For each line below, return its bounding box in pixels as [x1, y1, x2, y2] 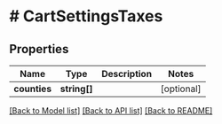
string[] [59, 82, 93, 95]
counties [13, 82, 52, 95]
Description [101, 68, 153, 80]
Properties [9, 42, 69, 57]
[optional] [160, 82, 202, 95]
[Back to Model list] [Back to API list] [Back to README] [9, 105, 213, 116]
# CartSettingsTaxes [9, 6, 163, 27]
